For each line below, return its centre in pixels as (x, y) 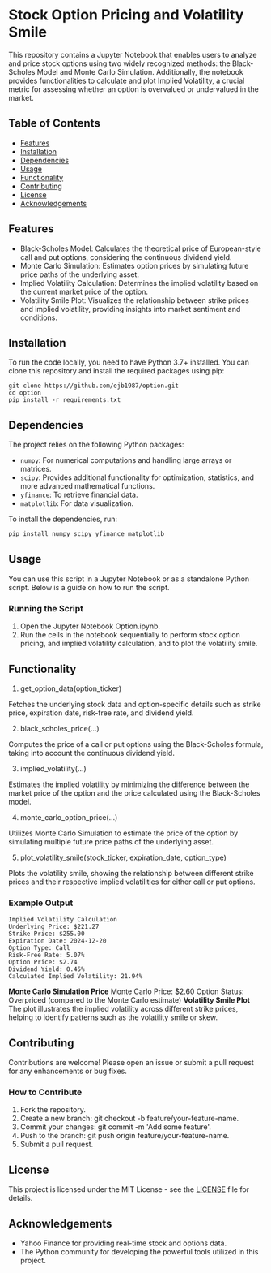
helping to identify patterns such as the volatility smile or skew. (113, 1017)
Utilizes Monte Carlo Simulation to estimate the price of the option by (123, 833)
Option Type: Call (39, 948)
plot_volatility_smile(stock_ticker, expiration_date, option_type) (123, 857)
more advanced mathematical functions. (87, 486)
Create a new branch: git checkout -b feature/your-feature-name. (129, 1119)
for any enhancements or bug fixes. (68, 1071)
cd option (25, 393)
